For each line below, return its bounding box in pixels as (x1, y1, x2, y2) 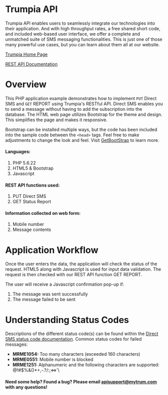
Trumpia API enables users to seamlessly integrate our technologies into (5, 20, 155, 26)
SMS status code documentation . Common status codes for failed (5, 336, 142, 342)
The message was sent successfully (12, 291, 88, 297)
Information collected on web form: (5, 210, 81, 216)
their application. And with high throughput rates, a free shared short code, (5, 25, 161, 31)
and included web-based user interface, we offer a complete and (5, 31, 140, 37)
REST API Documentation (5, 61, 58, 67)
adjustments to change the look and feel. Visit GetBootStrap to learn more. (5, 137, 159, 143)
